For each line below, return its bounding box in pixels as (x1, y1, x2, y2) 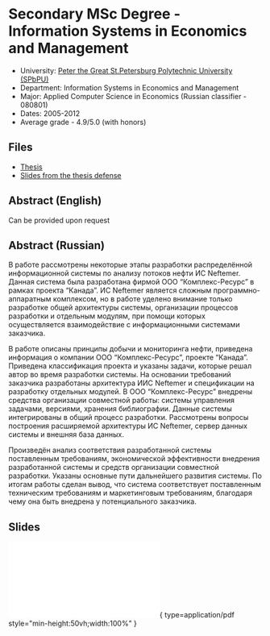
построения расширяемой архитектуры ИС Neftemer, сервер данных (8, 421, 248, 431)
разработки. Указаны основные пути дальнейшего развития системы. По (8, 471, 262, 480)
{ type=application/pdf (160, 610, 235, 620)
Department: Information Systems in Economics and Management (19, 82, 239, 93)
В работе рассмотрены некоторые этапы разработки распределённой (8, 260, 252, 270)
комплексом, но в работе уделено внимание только (52, 294, 233, 304)
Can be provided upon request (8, 215, 110, 225)
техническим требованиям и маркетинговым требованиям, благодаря (8, 488, 252, 498)
